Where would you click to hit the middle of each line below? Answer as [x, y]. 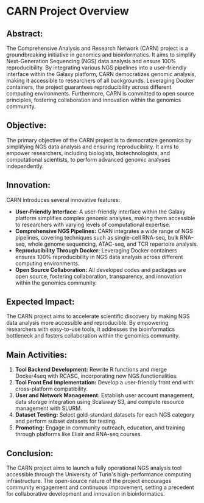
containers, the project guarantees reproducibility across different [89, 87]
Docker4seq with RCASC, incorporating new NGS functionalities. [97, 376]
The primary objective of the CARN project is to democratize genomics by [99, 140]
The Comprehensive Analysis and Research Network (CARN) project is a [97, 48]
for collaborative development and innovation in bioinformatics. [86, 494]
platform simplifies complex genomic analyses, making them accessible [105, 218]
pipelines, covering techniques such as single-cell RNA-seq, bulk [97, 237]
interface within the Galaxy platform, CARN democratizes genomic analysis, [101, 74]
